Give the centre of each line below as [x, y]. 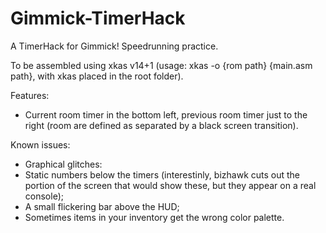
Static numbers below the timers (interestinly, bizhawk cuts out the [162, 174]
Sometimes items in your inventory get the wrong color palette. [154, 217]
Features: [30, 95]
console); [44, 196]
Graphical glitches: [63, 164]
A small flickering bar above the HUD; [102, 206]
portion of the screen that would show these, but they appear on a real [170, 185]
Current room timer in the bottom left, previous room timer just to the [166, 114]
